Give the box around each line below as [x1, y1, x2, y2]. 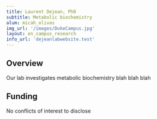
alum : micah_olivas [6, 20, 55, 26]
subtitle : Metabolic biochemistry [6, 14, 93, 20]
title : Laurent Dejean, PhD [6, 8, 77, 15]
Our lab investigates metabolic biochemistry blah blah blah [6, 74, 151, 81]
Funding [6, 92, 38, 102]
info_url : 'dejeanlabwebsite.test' [6, 36, 95, 42]
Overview [6, 58, 44, 68]
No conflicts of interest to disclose [6, 107, 91, 114]
